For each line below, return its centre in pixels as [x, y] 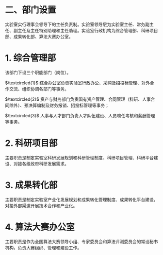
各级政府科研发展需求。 [45, 164]
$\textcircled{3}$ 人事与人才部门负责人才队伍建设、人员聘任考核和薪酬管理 [80, 115]
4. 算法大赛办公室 [40, 227]
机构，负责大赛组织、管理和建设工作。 [43, 247]
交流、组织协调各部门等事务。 [39, 89]
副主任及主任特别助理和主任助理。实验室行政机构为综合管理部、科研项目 [86, 30]
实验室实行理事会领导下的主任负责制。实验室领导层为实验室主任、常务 [75, 24]
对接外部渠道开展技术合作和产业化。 [41, 205]
